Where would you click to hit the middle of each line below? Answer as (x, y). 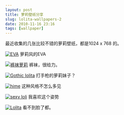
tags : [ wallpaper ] (24, 29)
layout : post (19, 10)
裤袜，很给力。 (44, 65)
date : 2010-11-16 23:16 (30, 24)
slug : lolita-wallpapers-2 (33, 19)
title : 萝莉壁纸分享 (24, 15)
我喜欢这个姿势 (44, 97)
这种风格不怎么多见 (42, 86)
